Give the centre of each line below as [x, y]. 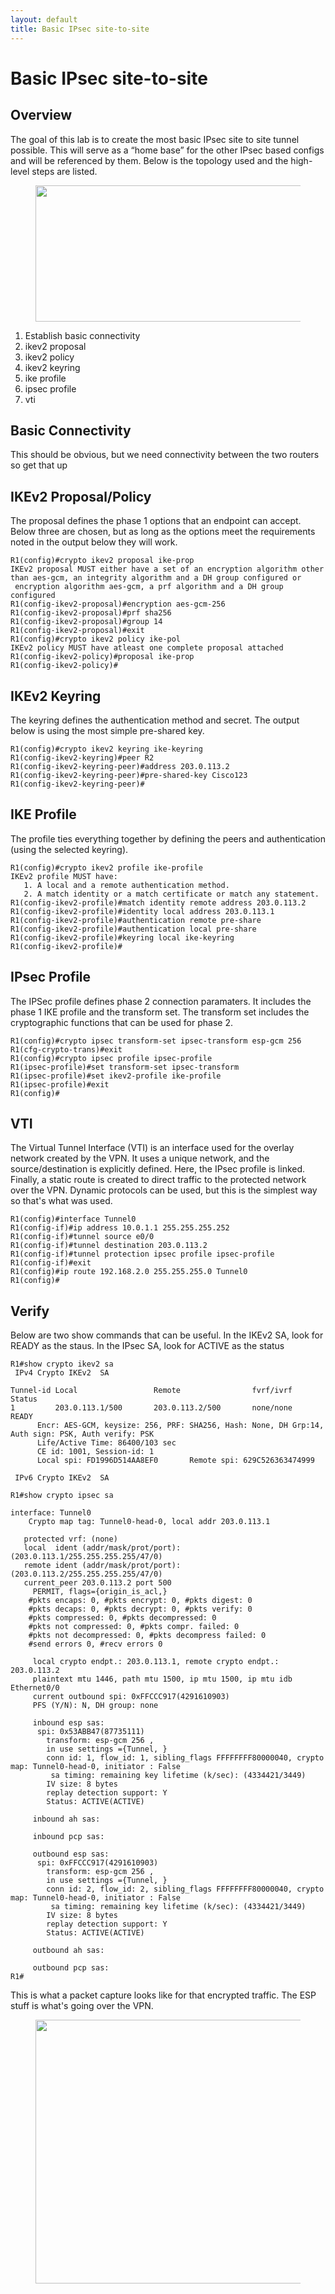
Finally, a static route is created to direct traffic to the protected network [158, 1180]
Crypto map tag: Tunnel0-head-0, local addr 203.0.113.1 [149, 1522]
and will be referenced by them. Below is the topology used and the [149, 160]
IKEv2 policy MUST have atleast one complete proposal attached [147, 648]
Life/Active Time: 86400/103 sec [106, 1443]
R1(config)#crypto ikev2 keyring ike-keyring [106, 749]
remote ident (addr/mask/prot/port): [102, 1566]
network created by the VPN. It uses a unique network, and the [140, 1158]
